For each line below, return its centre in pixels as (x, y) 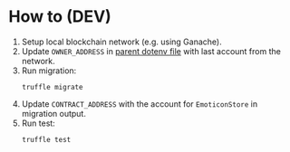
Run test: (38, 123)
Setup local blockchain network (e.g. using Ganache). (122, 42)
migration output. (54, 113)
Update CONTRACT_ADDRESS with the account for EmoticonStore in (140, 104)
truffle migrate (52, 87)
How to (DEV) (60, 17)
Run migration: (49, 71)
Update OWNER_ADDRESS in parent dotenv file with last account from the (151, 51)
